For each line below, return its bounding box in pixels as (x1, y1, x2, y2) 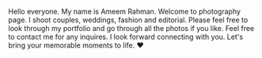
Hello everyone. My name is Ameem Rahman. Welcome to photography (8, 7, 241, 16)
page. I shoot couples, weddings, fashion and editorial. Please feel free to (8, 15, 249, 25)
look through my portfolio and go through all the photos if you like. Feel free (8, 24, 255, 33)
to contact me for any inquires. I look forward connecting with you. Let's (8, 32, 244, 41)
